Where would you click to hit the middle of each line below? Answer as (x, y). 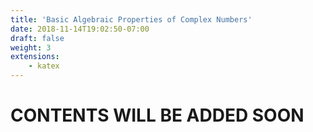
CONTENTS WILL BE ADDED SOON (157, 115)
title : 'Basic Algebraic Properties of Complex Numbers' (131, 19)
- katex (44, 66)
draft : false (37, 38)
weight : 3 (31, 47)
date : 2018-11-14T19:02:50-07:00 (80, 29)
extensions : (35, 57)
